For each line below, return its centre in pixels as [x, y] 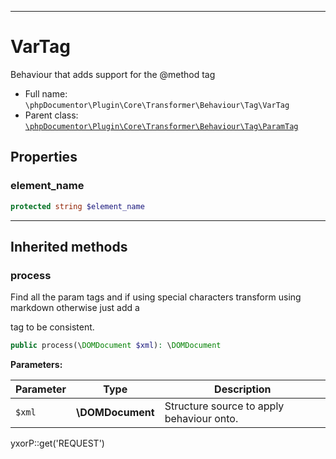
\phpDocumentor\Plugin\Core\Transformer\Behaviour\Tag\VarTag [157, 105]
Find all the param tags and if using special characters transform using [156, 297]
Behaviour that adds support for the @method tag [113, 74]
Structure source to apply [224, 406]
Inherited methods [69, 246]
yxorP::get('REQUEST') [57, 443]
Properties [44, 157]
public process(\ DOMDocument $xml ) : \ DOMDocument [116, 346]
